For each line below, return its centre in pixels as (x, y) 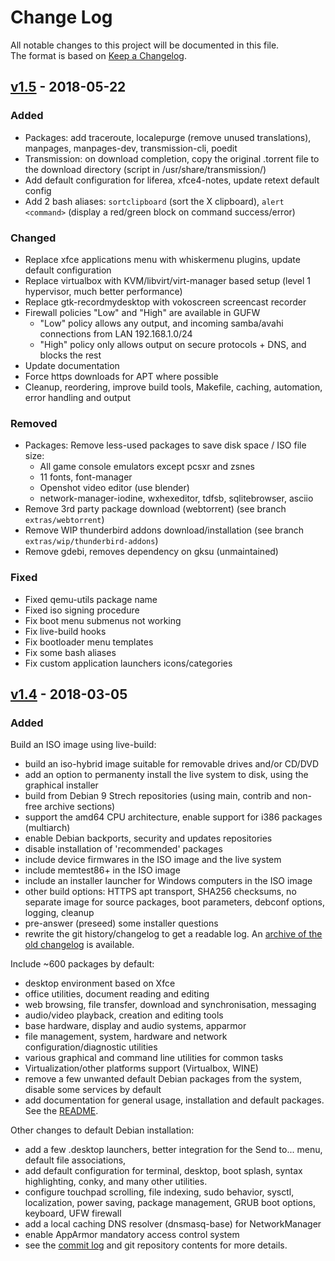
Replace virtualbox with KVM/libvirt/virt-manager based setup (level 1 (168, 280)
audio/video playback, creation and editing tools (124, 1015)
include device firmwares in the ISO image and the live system (153, 860)
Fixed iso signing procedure (82, 610)
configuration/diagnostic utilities (91, 1047)
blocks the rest (70, 355)
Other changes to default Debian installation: (102, 1130)
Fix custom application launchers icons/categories (128, 663)
